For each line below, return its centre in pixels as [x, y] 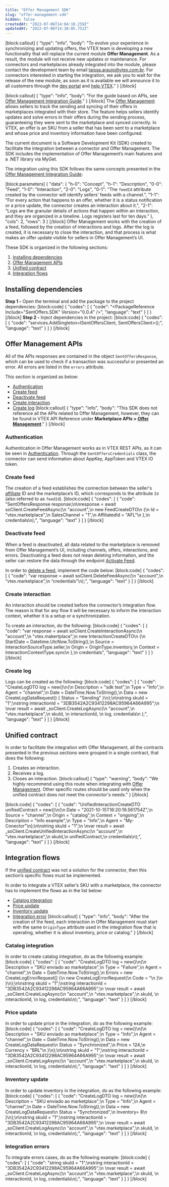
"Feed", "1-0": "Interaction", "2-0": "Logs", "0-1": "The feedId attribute [78, 189]
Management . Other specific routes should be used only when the [81, 789]
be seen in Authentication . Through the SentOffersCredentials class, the [81, 453]
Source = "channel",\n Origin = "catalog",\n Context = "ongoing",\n [75, 815]
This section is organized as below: [42, 376]
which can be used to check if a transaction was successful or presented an [84, 361]
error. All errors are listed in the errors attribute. [55, 367]
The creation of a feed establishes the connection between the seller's [79, 488]
